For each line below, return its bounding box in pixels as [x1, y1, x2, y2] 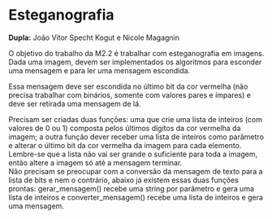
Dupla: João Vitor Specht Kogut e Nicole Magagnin [8, 33, 180, 42]
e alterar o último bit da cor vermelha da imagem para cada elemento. [8, 140, 242, 150]
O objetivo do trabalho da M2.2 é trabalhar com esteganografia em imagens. [8, 48, 265, 58]
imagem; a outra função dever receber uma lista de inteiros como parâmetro [8, 132, 264, 142]
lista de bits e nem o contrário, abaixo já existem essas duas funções [8, 175, 240, 185]
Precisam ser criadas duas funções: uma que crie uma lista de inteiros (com [8, 114, 262, 124]
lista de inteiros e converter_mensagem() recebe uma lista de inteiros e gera [8, 192, 264, 202]
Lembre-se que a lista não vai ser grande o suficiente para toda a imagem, [8, 149, 258, 159]
